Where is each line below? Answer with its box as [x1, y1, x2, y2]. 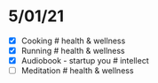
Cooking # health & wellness [20, 35, 126, 46]
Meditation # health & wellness [20, 65, 134, 76]
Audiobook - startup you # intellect [20, 56, 149, 66]
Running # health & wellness [20, 46, 125, 56]
